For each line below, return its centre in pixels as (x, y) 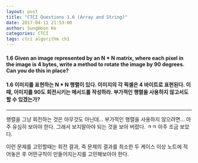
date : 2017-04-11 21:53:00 (39, 22)
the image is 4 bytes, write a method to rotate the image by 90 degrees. (95, 64)
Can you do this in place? (37, 70)
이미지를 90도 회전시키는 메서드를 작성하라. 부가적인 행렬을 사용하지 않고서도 (101, 92)
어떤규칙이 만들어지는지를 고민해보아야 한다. (78, 154)
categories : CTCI (27, 34)
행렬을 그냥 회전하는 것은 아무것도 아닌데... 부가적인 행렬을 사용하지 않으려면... (95, 119)
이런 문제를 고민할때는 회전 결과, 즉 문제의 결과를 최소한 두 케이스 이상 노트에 (94, 146)
